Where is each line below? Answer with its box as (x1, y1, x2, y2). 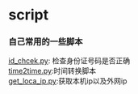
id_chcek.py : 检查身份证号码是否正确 (8, 56, 131, 66)
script (8, 6, 49, 24)
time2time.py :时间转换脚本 (8, 66, 97, 76)
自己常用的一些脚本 (8, 36, 83, 48)
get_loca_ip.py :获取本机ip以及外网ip (8, 76, 128, 86)
